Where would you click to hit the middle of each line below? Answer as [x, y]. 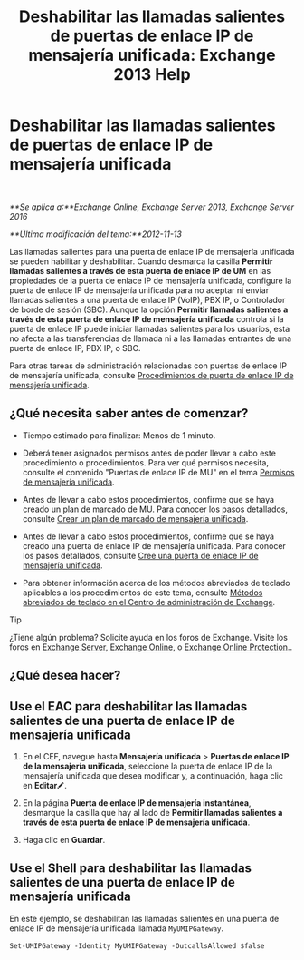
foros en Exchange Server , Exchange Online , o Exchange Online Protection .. [151, 647]
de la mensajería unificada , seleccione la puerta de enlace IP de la [147, 766]
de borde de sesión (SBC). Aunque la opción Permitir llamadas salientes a [149, 309]
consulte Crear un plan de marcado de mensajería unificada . [135, 518]
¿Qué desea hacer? [65, 676]
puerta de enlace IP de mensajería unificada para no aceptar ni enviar [139, 290]
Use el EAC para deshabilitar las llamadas [128, 706]
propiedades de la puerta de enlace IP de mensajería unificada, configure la [151, 280]
